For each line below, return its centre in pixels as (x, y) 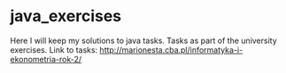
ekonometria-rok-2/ (46, 59)
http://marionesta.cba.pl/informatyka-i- (171, 49)
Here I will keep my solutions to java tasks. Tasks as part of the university (143, 40)
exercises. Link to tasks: (54, 49)
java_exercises (66, 16)
